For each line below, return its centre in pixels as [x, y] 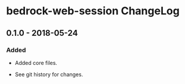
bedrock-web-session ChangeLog [93, 11]
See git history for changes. [49, 74]
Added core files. [36, 63]
